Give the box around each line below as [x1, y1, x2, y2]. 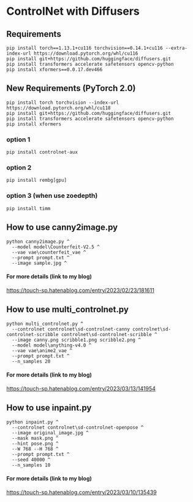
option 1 [6, 135, 31, 144]
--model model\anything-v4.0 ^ [12, 342, 92, 348]
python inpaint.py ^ [6, 419, 59, 425]
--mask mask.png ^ [12, 435, 59, 441]
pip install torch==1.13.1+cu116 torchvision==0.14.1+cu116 [6, 45, 164, 51]
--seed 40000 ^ [12, 457, 51, 463]
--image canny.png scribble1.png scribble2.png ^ [12, 337, 141, 343]
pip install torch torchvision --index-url [6, 100, 119, 106]
